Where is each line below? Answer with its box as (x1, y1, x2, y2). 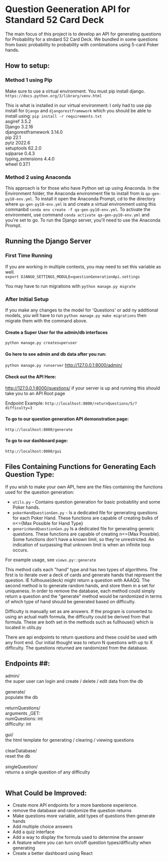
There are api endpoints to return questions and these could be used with (5, 634, 157, 640)
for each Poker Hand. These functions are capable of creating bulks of (12, 515, 159, 521)
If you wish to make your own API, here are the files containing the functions (5, 484, 163, 490)
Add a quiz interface (12, 829, 55, 835)
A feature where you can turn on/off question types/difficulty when (12, 839, 151, 846)
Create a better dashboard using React (12, 850, 93, 856)
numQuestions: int (5, 716, 43, 722)
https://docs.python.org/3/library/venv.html (5, 93, 102, 99)
